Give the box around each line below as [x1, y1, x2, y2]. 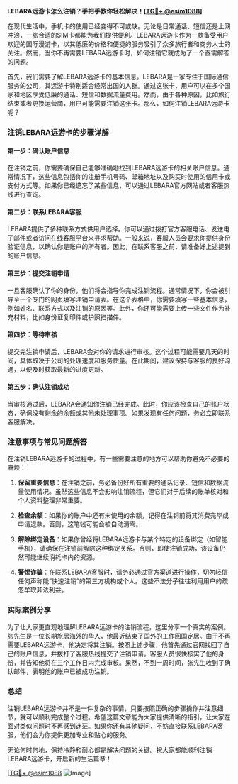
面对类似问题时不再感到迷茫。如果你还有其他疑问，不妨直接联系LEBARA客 [7, 722, 224, 730]
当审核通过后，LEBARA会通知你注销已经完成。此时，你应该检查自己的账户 [7, 399, 224, 408]
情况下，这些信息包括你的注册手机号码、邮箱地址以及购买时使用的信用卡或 [13, 172, 231, 181]
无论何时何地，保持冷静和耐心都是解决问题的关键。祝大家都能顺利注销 [7, 745, 212, 754]
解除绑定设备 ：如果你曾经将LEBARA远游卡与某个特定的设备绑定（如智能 [17, 535, 228, 543]
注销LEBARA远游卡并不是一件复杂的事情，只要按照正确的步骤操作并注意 [7, 704, 217, 712]
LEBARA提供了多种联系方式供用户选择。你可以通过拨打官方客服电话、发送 [7, 225, 224, 233]
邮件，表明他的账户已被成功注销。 [13, 667, 113, 675]
